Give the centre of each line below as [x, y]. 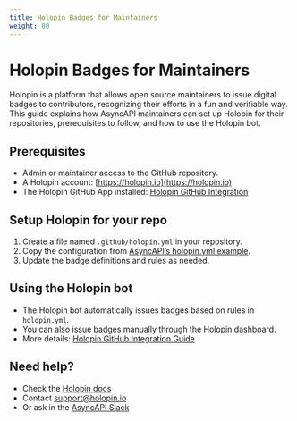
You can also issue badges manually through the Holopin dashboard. [149, 329]
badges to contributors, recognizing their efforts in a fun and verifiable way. [149, 105]
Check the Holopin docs [67, 388]
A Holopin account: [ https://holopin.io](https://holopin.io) [127, 182]
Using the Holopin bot [71, 288]
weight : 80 [30, 26]
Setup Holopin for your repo [89, 220]
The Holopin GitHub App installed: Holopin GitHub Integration [135, 192]
